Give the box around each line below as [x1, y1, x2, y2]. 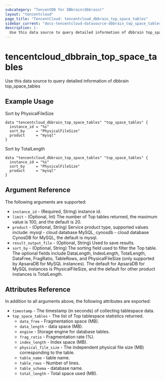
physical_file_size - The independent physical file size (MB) [19, 345, 144, 351]
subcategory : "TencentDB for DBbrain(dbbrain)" [5, 7, 105, 12]
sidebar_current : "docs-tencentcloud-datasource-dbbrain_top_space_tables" [5, 21, 164, 26]
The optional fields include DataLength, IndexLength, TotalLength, [12, 250, 146, 256]
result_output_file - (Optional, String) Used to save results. [12, 239, 135, 246]
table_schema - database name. [19, 365, 83, 371]
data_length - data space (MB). [19, 323, 83, 329]
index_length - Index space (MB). [19, 339, 87, 345]
